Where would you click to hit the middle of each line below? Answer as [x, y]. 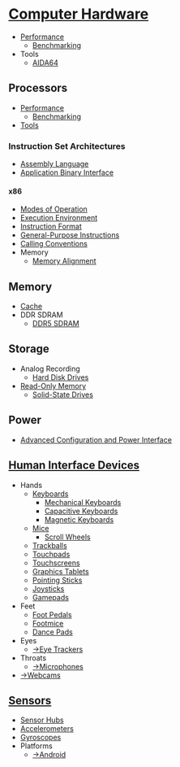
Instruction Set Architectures [67, 146]
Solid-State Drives [62, 394]
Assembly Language [54, 164]
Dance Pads [52, 632]
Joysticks [48, 588]
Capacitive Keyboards [81, 511]
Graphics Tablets [60, 571]
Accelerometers [47, 729]
